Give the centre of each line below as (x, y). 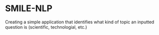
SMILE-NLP (29, 9)
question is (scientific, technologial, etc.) (46, 27)
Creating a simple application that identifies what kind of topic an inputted (80, 22)
